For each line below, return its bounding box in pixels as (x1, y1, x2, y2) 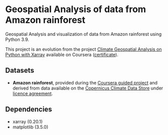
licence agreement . (12, 90, 53, 97)
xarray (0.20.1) (12, 118, 43, 124)
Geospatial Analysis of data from (5, 4, 146, 15)
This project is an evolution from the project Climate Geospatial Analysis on (5, 46, 162, 52)
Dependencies (5, 105, 52, 114)
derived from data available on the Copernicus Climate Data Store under (12, 85, 163, 91)
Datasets (5, 66, 34, 75)
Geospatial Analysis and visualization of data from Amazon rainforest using (5, 31, 162, 37)
